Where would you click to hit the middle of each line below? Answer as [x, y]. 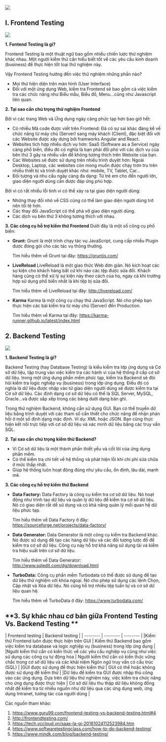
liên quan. [22, 99]
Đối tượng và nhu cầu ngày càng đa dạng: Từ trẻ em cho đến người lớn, [85, 176]
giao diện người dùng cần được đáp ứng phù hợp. [62, 181]
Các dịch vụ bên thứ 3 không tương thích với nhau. [64, 216]
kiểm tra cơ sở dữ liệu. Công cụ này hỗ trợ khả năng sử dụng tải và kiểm [85, 545]
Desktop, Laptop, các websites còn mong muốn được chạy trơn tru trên [85, 165]
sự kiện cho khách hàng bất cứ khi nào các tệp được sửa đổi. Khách [81, 270]
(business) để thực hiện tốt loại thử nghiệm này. [54, 64]
